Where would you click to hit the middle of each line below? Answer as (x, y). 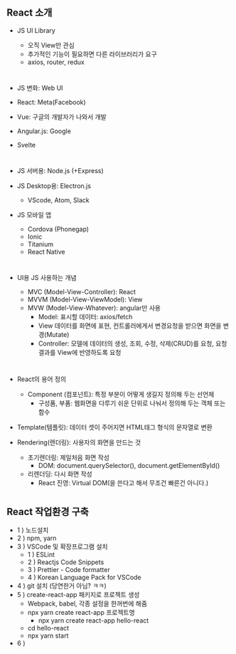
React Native (46, 252)
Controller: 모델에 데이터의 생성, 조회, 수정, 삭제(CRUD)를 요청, (126, 343)
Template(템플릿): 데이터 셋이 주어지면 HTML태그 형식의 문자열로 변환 (114, 427)
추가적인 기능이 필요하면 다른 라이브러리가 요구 (92, 54)
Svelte (26, 145)
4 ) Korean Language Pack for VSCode (84, 577)
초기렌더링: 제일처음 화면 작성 (68, 457)
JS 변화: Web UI (40, 88)
